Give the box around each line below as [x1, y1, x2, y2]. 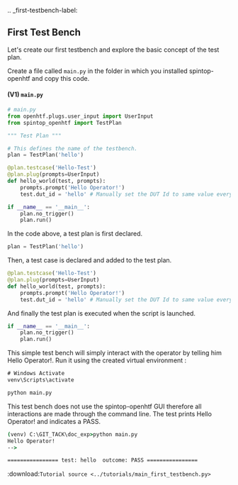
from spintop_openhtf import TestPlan [7, 119, 122, 126]
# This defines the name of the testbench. [7, 145, 138, 152]
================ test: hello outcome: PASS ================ [7, 457, 198, 464]
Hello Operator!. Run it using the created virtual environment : [7, 356, 187, 364]
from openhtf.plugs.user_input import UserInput [7, 113, 154, 120]
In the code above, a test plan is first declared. [7, 230, 143, 238]
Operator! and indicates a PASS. [7, 417, 101, 425]
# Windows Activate [7, 370, 65, 377]
